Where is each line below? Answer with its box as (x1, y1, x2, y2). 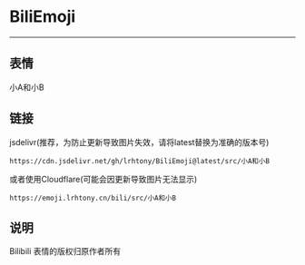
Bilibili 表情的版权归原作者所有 (9, 246, 122, 257)
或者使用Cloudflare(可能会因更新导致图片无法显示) (9, 173, 198, 184)
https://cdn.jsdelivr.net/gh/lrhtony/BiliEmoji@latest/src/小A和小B (9, 156, 271, 165)
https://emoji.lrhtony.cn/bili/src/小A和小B (9, 193, 177, 202)
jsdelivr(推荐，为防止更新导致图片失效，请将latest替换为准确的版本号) (9, 136, 270, 147)
